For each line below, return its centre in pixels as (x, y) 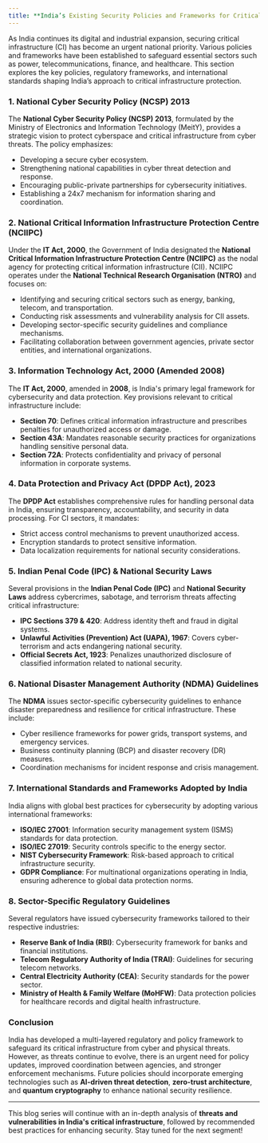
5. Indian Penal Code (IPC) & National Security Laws (110, 571)
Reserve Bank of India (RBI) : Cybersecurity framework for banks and (134, 942)
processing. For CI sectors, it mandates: (74, 518)
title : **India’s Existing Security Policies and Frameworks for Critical (135, 16)
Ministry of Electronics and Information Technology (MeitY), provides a (124, 127)
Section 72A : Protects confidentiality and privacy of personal (120, 455)
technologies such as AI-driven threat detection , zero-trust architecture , (130, 1082)
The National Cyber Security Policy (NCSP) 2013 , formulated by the (121, 118)
